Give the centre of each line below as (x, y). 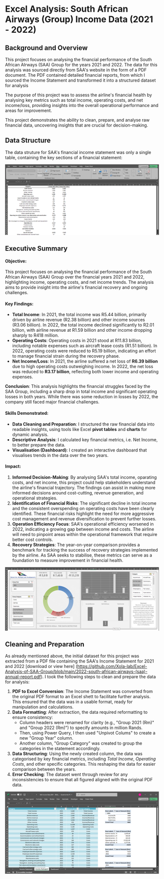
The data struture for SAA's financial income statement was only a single (78, 152)
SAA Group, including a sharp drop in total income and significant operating (81, 391)
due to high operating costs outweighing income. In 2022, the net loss (83, 366)
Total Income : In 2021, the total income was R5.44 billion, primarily (79, 315)
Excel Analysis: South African (67, 9)
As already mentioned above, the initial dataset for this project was (72, 656)
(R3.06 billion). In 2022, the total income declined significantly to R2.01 (83, 325)
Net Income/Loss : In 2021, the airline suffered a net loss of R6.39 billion (85, 361)
